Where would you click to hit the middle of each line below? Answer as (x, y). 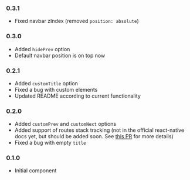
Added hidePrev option (42, 49)
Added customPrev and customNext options (65, 124)
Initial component (35, 171)
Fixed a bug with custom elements (56, 89)
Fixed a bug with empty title (50, 143)
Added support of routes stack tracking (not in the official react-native (99, 130)
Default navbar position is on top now (60, 55)
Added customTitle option (46, 83)
